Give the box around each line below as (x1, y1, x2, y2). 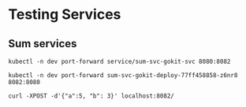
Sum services (8, 37, 77, 50)
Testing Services (8, 6, 121, 24)
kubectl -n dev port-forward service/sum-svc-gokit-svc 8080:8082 (8, 57, 231, 65)
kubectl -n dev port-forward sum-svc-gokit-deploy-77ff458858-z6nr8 (8, 72, 238, 79)
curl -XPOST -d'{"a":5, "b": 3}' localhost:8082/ (8, 92, 175, 100)
